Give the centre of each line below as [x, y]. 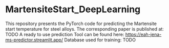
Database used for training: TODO [100, 40]
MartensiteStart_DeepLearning [73, 9]
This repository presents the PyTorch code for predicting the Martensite [81, 23]
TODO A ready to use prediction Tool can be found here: [65, 34]
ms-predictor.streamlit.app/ [34, 40]
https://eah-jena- [143, 34]
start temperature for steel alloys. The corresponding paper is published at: [84, 29]
